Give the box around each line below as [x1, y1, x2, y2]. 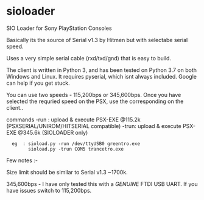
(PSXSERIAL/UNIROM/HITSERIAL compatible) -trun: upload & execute [6, 122, 181, 129]
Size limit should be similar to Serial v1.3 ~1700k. [6, 168, 128, 176]
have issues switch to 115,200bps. [6, 187, 92, 194]
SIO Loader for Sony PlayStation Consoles [6, 24, 112, 32]
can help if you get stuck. [6, 79, 70, 87]
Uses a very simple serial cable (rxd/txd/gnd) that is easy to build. [6, 54, 172, 62]
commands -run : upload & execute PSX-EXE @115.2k [6, 116, 141, 123]
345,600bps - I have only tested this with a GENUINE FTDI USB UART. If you [6, 180, 198, 187]
